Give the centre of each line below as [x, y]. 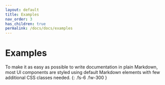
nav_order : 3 [19, 19]
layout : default [22, 10]
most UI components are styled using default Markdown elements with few [83, 72]
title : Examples [22, 14]
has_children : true [26, 24]
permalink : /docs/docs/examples [39, 28]
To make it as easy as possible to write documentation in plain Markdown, [81, 67]
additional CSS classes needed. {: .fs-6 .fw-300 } [56, 77]
